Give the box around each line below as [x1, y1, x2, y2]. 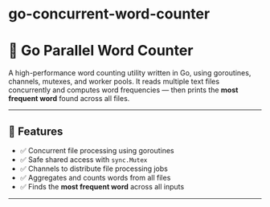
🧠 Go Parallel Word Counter [8, 42, 194, 60]
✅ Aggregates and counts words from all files [19, 172, 171, 182]
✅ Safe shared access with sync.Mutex [19, 154, 148, 164]
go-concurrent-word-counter [8, 5, 211, 23]
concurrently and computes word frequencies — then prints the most [8, 85, 239, 95]
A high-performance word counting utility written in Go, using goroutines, [8, 68, 252, 78]
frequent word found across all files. [8, 94, 130, 103]
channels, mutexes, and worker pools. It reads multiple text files [8, 77, 219, 87]
